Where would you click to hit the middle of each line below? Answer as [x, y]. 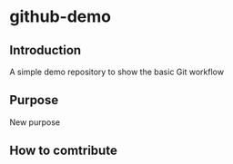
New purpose [35, 122]
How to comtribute [64, 151]
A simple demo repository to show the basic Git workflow [117, 72]
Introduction [46, 50]
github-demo [61, 17]
